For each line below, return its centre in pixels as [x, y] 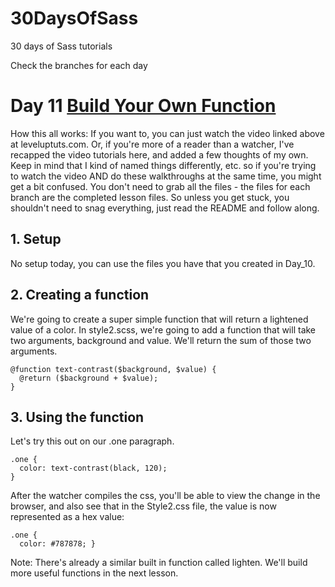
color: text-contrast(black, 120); [93, 468]
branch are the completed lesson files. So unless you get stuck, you [150, 197]
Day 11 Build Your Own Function [143, 106]
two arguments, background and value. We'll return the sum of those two [161, 340]
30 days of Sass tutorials [61, 46]
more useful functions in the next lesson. [94, 573]
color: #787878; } [58, 544]
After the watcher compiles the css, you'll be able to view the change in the [165, 496]
